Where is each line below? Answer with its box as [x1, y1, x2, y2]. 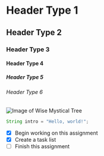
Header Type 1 [6, 4, 78, 17]
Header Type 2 [6, 27, 62, 38]
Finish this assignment [14, 142, 70, 149]
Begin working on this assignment [14, 129, 98, 136]
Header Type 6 [6, 89, 43, 96]
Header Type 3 [6, 45, 50, 54]
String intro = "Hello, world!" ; [6, 118, 89, 124]
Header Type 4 [6, 60, 44, 67]
